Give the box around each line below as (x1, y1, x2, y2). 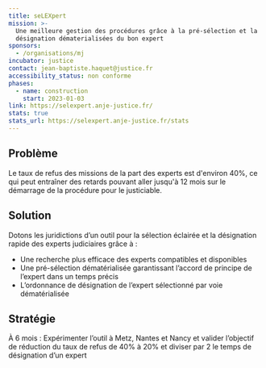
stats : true (8, 110, 48, 118)
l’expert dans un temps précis (19, 271, 119, 281)
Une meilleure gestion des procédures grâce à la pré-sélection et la (15, 27, 258, 35)
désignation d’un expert (8, 350, 87, 360)
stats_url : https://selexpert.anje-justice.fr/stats (8, 117, 189, 125)
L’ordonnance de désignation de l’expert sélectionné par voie (19, 280, 223, 290)
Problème (8, 147, 58, 161)
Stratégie (8, 312, 56, 325)
